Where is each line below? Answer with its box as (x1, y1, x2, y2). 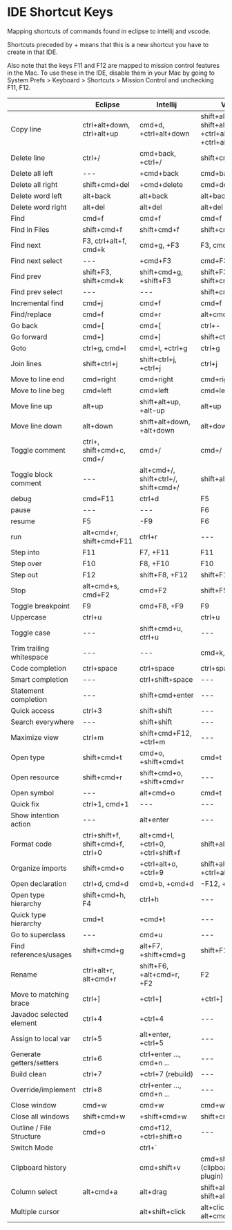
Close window (10, 1100, 57, 1110)
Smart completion (10, 674, 68, 684)
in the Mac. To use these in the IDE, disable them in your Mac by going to (7, 69, 215, 77)
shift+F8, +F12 (139, 570, 188, 579)
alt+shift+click (139, 1206, 186, 1216)
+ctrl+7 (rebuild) (139, 1069, 194, 1078)
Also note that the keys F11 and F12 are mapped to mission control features (7, 61, 220, 69)
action (10, 819, 31, 829)
